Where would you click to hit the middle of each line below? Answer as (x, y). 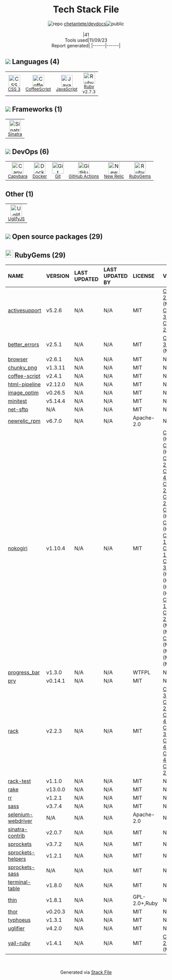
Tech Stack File (86, 10)
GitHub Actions (84, 176)
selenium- (20, 815)
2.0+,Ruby (145, 903)
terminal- (19, 882)
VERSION (58, 276)
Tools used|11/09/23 (86, 40)
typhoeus (19, 920)
